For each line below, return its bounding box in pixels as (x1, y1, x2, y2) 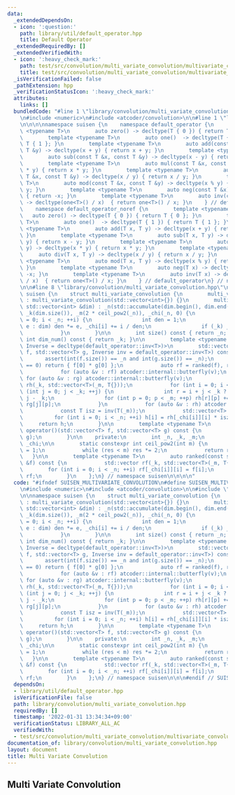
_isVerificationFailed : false (13, 75, 101, 83)
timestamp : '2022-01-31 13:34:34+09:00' (13, 714, 133, 721)
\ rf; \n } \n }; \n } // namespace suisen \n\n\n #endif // (20, 675, 215, 682)
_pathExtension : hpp (13, 82, 73, 89)
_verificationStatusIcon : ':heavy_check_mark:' (13, 88, 155, 95)
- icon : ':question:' (13, 23, 77, 30)
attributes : (13, 95, 49, 102)
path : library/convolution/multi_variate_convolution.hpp (13, 700, 187, 707)
